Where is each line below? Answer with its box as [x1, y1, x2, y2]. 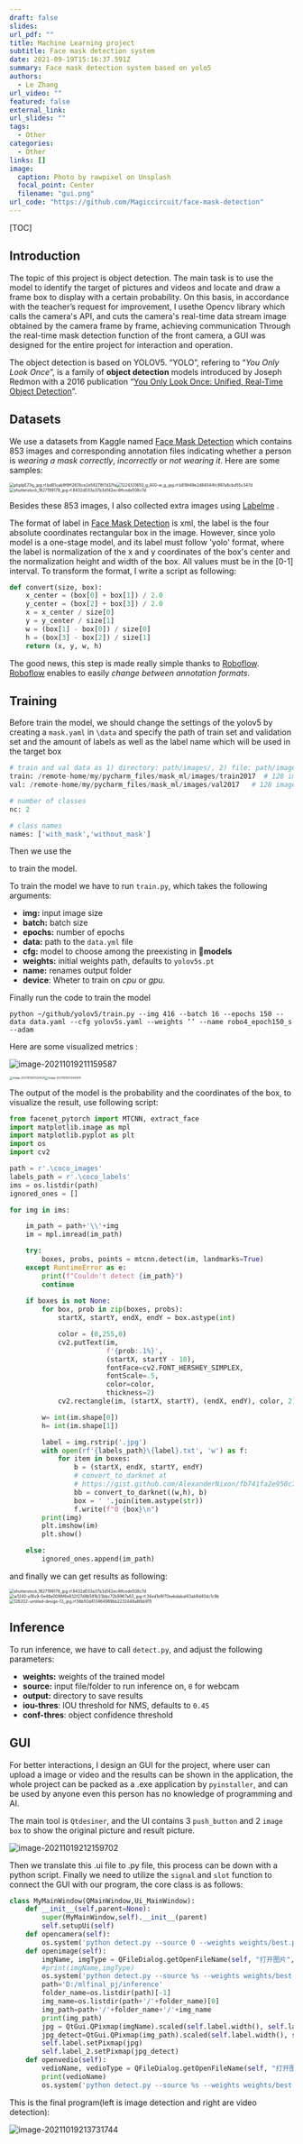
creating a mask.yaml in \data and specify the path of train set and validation [9, 727, 292, 738]
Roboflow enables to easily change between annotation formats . [9, 667, 251, 678]
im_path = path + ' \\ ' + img [25, 1222, 119, 1231]
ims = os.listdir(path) [9, 1180, 99, 1190]
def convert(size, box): [9, 582, 103, 591]
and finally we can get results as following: [9, 1571, 169, 1581]
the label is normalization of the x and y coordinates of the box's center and [9, 546, 290, 557]
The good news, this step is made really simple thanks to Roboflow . [9, 657, 260, 668]
